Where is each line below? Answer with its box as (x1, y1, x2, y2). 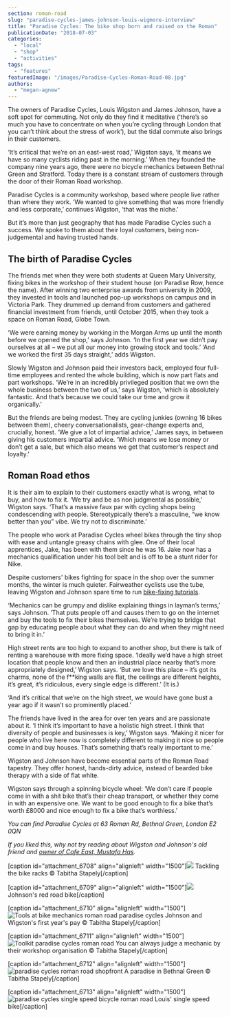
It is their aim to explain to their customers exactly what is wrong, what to (8, 488, 215, 496)
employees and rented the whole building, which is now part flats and (21, 370, 219, 379)
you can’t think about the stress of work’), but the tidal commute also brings (8, 128, 223, 136)
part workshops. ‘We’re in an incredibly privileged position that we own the (8, 378, 219, 386)
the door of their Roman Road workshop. (8, 177, 123, 186)
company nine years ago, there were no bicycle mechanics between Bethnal (8, 163, 224, 171)
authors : (8, 80, 33, 87)
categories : (8, 36, 42, 43)
